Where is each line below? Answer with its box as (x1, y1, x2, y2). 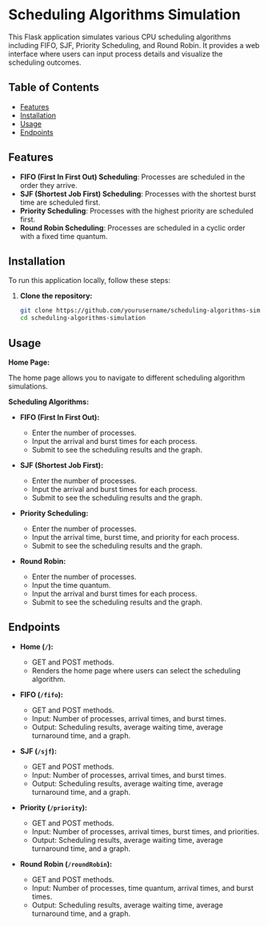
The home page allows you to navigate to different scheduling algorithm (8, 373, 246, 382)
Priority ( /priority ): (19, 802, 88, 812)
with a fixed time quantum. (19, 231, 108, 241)
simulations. (8, 381, 48, 391)
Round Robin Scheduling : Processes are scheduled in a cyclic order (19, 222, 246, 233)
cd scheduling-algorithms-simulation (19, 314, 146, 322)
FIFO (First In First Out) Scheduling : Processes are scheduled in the (19, 172, 246, 182)
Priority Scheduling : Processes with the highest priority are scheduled (19, 206, 254, 215)
